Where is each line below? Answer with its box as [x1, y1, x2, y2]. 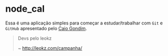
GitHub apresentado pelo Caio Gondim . [5, 25, 87, 31]
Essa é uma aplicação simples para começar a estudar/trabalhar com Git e [5, 20, 163, 26]
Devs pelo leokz [17, 35, 52, 41]
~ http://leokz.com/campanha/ [17, 45, 83, 51]
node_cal [5, 3, 45, 15]
